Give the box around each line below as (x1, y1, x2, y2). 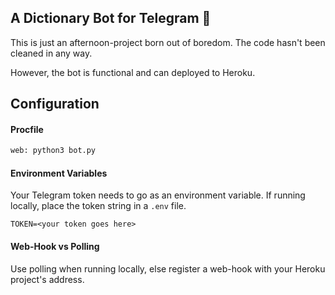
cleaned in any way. (10, 47, 93, 59)
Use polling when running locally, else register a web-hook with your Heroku (10, 262, 326, 275)
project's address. (10, 273, 85, 285)
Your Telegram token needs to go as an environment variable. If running (10, 189, 306, 201)
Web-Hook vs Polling (10, 241, 100, 253)
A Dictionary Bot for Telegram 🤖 (10, 10, 212, 27)
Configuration (10, 96, 100, 113)
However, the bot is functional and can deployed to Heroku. (10, 66, 256, 78)
